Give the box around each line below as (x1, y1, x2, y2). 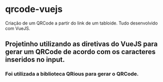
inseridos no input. (5, 55, 65, 64)
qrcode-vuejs (5, 3, 63, 15)
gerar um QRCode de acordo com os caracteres (5, 47, 156, 56)
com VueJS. (5, 25, 30, 31)
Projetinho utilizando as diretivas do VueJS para (5, 40, 158, 48)
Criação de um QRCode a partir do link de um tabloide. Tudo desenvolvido (5, 20, 158, 26)
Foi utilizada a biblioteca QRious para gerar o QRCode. (5, 70, 139, 77)
